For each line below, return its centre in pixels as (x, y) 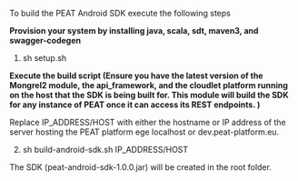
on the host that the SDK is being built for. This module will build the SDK (149, 95)
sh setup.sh (45, 58)
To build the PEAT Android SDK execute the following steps (120, 13)
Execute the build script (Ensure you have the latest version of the (136, 75)
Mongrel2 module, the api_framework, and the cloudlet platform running (149, 85)
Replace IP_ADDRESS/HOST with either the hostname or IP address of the (148, 122)
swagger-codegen (45, 40)
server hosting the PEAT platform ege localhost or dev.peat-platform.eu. (144, 132)
